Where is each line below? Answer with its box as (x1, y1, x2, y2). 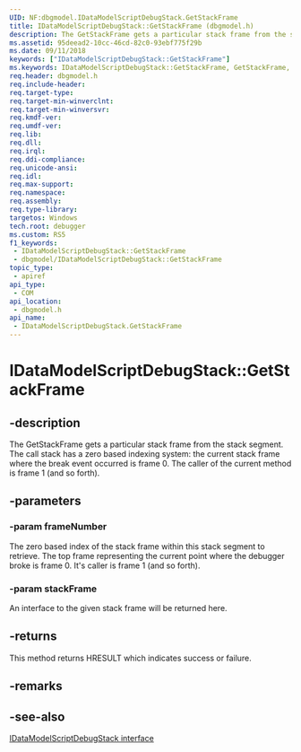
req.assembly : (9, 197, 63, 206)
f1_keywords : (9, 239, 58, 248)
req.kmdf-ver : (9, 113, 63, 122)
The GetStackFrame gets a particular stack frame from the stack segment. (9, 439, 284, 450)
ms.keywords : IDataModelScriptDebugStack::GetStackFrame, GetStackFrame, (9, 64, 291, 73)
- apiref (13, 272, 47, 281)
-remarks (9, 678, 63, 694)
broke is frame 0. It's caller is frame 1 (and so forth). (9, 560, 201, 571)
